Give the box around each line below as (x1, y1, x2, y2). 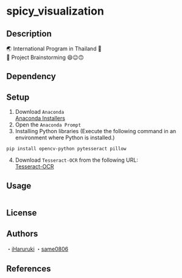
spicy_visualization (6, 4, 105, 18)
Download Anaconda (15, 108, 65, 116)
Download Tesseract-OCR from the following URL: (15, 156, 138, 164)
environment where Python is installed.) (15, 134, 115, 141)
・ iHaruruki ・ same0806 (6, 245, 69, 253)
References (6, 263, 51, 274)
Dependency (6, 71, 56, 82)
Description (6, 29, 52, 39)
